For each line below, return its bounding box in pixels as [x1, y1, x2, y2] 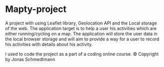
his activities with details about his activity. [5, 41, 93, 47]
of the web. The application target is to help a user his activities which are [5, 25, 157, 31]
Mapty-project [5, 3, 67, 15]
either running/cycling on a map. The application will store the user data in [5, 30, 158, 36]
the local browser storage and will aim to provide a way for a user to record [5, 36, 160, 42]
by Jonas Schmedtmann [5, 56, 55, 62]
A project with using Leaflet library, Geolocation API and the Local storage [5, 20, 157, 26]
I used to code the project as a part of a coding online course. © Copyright [5, 51, 159, 57]
